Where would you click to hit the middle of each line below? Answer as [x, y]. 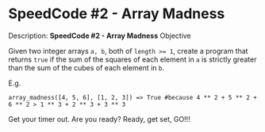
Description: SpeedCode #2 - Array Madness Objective [100, 36]
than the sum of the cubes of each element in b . [86, 67]
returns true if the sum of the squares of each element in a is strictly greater [132, 59]
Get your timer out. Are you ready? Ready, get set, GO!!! [99, 119]
